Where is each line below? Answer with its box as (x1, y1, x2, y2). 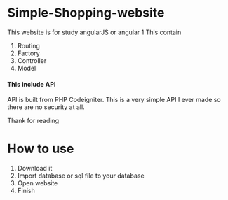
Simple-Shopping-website (7, 5, 165, 21)
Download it (17, 164, 53, 173)
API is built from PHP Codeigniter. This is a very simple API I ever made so (7, 96, 221, 104)
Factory (17, 49, 40, 57)
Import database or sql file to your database (17, 171, 145, 180)
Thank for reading (7, 117, 60, 125)
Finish (17, 187, 35, 195)
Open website (17, 179, 58, 187)
